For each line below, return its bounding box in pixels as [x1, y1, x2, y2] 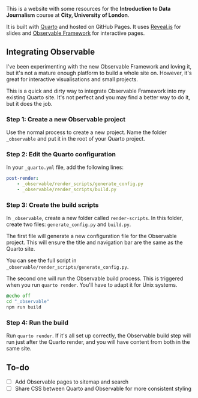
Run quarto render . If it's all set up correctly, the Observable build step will [6, 332, 191, 339]
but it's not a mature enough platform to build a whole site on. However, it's [6, 69, 192, 76]
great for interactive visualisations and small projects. [6, 75, 138, 83]
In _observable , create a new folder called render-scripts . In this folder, [6, 215, 184, 222]
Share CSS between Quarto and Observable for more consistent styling [14, 385, 192, 393]
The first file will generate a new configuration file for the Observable [6, 233, 177, 240]
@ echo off [6, 293, 31, 299]
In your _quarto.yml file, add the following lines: [6, 164, 124, 171]
